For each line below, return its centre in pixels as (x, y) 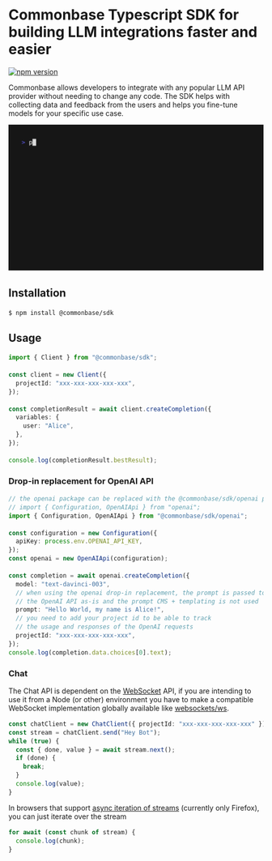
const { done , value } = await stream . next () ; (96, 750)
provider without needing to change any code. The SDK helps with (119, 96)
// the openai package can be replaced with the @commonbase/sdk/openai (134, 499)
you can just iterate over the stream (68, 816)
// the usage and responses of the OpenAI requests (105, 627)
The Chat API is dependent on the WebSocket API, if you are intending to (130, 691)
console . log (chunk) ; (50, 841)
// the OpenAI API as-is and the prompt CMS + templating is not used (137, 601)
